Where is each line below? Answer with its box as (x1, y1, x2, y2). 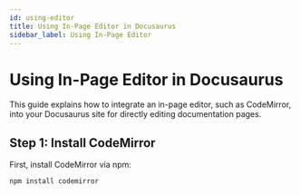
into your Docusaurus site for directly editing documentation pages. (9, 109, 262, 120)
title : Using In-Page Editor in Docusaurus (9, 22, 177, 31)
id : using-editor (9, 13, 75, 23)
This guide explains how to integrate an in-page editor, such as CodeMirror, (9, 99, 292, 110)
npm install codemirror (9, 177, 100, 186)
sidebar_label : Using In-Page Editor (9, 30, 152, 39)
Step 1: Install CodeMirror (9, 135, 156, 151)
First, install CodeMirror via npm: (9, 160, 131, 171)
